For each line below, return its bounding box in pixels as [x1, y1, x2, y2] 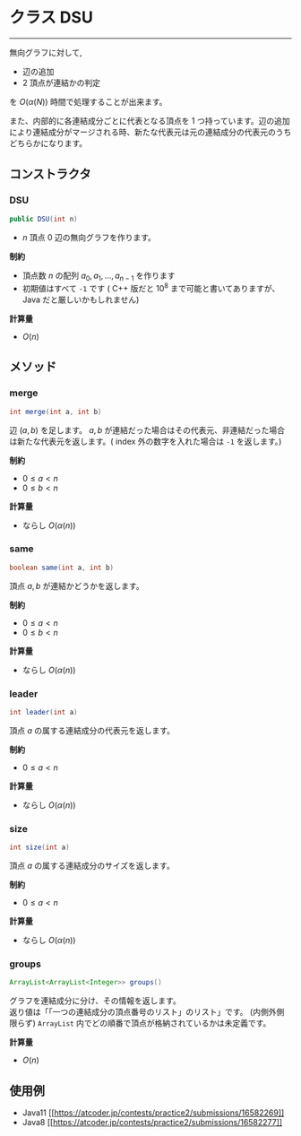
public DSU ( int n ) [9, 214, 78, 223]
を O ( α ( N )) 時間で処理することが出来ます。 [9, 96, 168, 107]
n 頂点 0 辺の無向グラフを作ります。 [21, 231, 157, 242]
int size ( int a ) [9, 843, 70, 852]
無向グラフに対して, [9, 47, 82, 57]
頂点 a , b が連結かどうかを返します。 [9, 580, 145, 591]
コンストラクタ [9, 167, 91, 182]
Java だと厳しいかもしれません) [21, 294, 140, 305]
